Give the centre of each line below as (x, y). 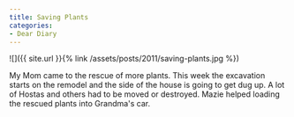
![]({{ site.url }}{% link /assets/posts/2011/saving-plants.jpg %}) (124, 59)
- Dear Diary (33, 33)
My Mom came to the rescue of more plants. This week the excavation (137, 76)
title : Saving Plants (49, 17)
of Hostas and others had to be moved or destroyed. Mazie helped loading (145, 94)
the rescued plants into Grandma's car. (80, 104)
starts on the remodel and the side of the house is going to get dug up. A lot (147, 85)
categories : (31, 26)
